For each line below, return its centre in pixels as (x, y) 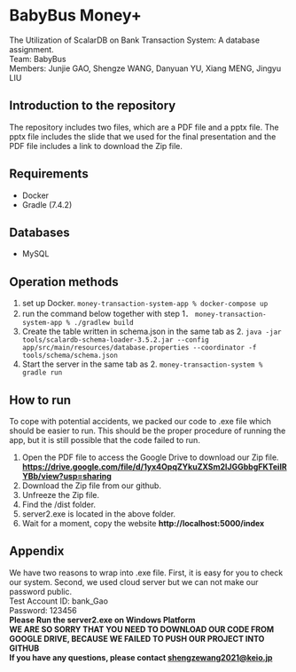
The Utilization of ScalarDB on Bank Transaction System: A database (134, 40)
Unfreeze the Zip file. (61, 495)
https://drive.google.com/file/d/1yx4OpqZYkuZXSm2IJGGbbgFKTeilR (154, 466)
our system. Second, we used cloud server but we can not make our (134, 581)
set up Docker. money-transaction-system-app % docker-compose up (145, 304)
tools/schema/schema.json (70, 356)
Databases (40, 232)
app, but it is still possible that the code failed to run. (105, 440)
